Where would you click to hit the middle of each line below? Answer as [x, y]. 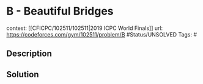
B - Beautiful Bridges [60, 11]
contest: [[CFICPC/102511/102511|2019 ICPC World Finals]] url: [85, 28]
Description [29, 54]
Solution [23, 74]
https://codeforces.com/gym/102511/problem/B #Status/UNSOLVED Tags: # [102, 34]
